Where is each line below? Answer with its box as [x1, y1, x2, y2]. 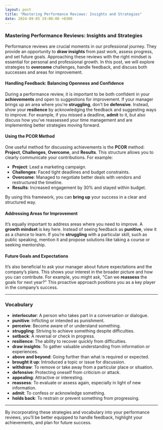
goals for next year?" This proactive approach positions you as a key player [5, 280, 156, 285]
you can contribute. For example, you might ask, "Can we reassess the [5, 274, 147, 280]
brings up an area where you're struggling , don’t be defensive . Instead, [5, 101, 149, 107]
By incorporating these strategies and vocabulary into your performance [5, 409, 150, 415]
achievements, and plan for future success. [5, 419, 92, 425]
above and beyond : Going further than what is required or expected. [12, 354, 149, 359]
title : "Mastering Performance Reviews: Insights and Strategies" [5, 12, 142, 17]
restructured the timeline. [12, 180, 63, 186]
